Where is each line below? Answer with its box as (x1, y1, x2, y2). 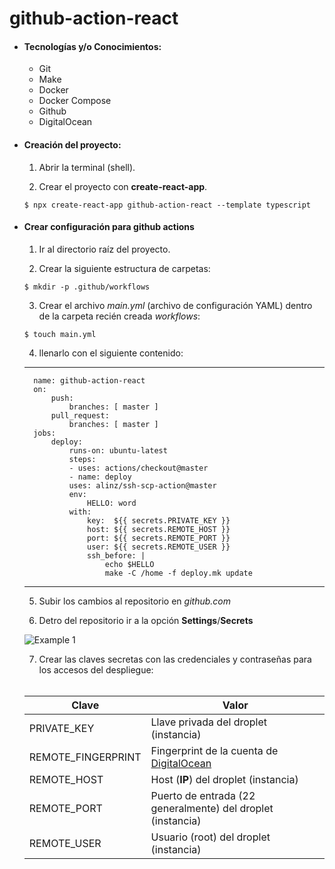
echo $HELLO (104, 559, 155, 569)
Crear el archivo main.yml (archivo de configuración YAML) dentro (38, 299, 313, 311)
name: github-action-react (33, 375, 146, 386)
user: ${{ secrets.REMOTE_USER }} (87, 542, 231, 552)
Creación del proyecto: (23, 138, 122, 151)
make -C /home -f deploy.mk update (104, 568, 253, 578)
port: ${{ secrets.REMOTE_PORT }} (87, 533, 231, 543)
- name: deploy (68, 472, 132, 482)
